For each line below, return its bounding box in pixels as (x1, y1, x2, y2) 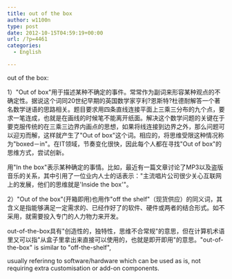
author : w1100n (7, 17, 51, 23)
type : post (7, 23, 39, 30)
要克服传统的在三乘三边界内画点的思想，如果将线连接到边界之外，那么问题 (7, 122, 219, 131)
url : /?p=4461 (7, 36, 48, 43)
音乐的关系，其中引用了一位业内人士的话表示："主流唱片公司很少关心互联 (7, 171, 216, 180)
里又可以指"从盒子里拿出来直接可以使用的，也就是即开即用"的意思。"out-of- (7, 235, 224, 244)
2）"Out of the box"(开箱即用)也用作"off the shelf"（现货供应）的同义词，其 (7, 195, 223, 203)
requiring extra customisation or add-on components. (7, 264, 160, 272)
